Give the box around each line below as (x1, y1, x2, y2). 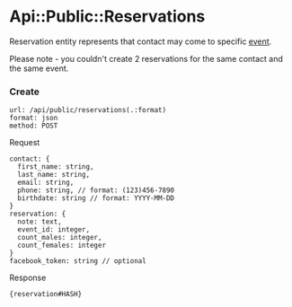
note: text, (17, 217, 63, 226)
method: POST (9, 121, 58, 131)
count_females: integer (17, 241, 106, 250)
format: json (9, 114, 58, 123)
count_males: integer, (17, 233, 102, 242)
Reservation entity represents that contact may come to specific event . (9, 36, 272, 47)
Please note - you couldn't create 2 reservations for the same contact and (9, 53, 283, 64)
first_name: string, (17, 162, 94, 171)
